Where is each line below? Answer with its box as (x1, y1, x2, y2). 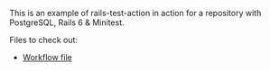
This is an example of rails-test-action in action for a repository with (9, 8, 262, 18)
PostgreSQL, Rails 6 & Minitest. (9, 17, 125, 28)
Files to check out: (9, 35, 79, 45)
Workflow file (22, 52, 72, 62)
